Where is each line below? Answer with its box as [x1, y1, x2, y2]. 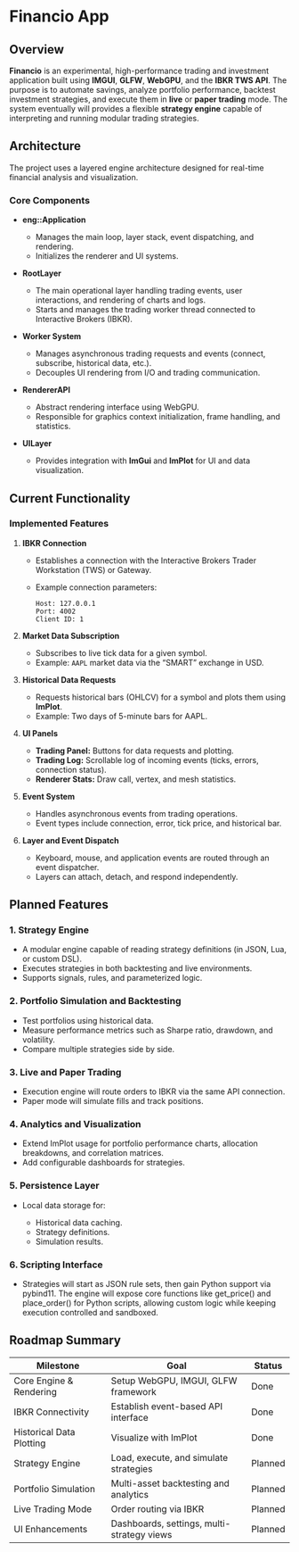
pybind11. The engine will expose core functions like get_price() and [21, 1288, 271, 1299]
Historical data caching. [35, 1216, 123, 1228]
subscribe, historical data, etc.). [35, 358, 152, 369]
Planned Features [9, 897, 109, 912]
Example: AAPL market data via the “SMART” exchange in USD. [35, 657, 264, 668]
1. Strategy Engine [9, 924, 89, 936]
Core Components [9, 194, 91, 206]
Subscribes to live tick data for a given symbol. [35, 647, 207, 658]
